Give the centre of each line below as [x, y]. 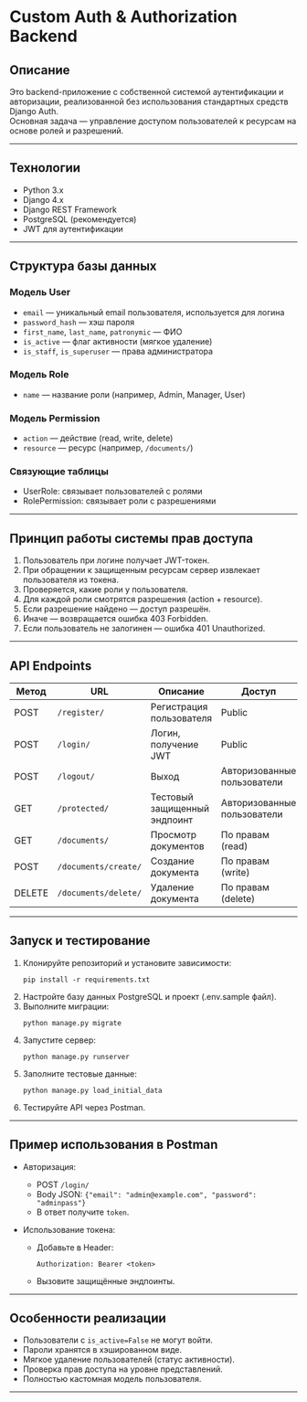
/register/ [81, 713]
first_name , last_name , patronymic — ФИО [102, 332]
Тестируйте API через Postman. [84, 1107]
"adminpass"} [61, 1203]
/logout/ [76, 777]
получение [175, 745]
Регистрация [179, 707]
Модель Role [39, 375]
